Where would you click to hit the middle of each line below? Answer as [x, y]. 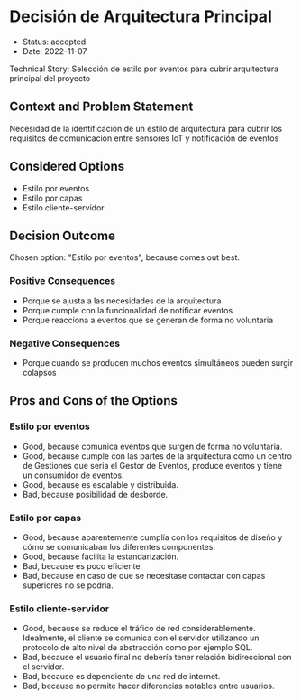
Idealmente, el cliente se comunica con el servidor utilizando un [141, 638]
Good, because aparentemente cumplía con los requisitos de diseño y [152, 537]
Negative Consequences [64, 343]
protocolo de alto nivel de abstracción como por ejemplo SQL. [137, 648]
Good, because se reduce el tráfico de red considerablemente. [139, 629]
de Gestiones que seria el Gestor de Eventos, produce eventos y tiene [152, 465]
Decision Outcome [62, 235]
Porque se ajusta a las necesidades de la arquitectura [122, 301]
